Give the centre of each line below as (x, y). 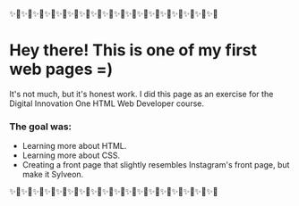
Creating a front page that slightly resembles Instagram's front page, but (156, 165)
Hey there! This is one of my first (133, 50)
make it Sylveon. (53, 175)
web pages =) (61, 69)
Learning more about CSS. (71, 155)
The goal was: (41, 127)
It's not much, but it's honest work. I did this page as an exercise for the (141, 94)
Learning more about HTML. (74, 146)
